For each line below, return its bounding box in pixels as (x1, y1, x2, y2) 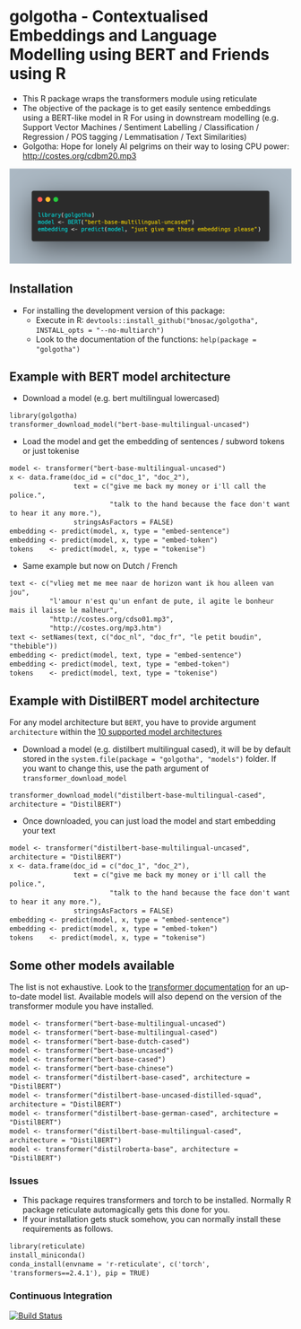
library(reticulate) (9, 1242, 87, 1251)
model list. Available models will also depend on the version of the (39, 991, 282, 1001)
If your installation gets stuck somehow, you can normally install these (21, 1214, 281, 1225)
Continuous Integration (9, 1290, 113, 1302)
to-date (9, 991, 38, 1001)
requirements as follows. (21, 1223, 114, 1235)
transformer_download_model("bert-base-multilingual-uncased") (9, 420, 251, 430)
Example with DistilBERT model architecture (9, 693, 260, 708)
